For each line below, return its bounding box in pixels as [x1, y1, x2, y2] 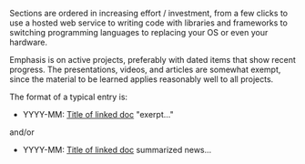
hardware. [9, 36, 48, 47]
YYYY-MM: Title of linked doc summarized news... [22, 145, 212, 155]
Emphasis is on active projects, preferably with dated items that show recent [9, 55, 296, 65]
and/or [9, 127, 35, 138]
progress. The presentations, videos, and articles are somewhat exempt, [9, 64, 281, 75]
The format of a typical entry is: [9, 91, 128, 102]
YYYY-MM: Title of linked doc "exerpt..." [22, 109, 175, 119]
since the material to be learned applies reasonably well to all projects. [9, 74, 274, 85]
